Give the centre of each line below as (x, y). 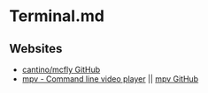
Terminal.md (57, 16)
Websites (36, 49)
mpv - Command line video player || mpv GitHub (110, 79)
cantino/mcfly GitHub (61, 69)
